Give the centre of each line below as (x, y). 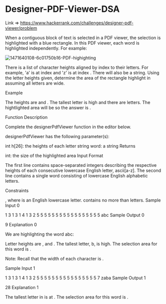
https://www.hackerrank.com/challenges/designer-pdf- (77, 23)
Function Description (27, 117)
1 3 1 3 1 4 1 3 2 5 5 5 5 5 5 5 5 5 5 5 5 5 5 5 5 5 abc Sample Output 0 (75, 215)
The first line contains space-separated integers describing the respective (81, 165)
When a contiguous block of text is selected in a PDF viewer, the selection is (83, 38)
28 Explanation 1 (22, 287)
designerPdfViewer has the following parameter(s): (57, 136)
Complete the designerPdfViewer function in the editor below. (68, 127)
